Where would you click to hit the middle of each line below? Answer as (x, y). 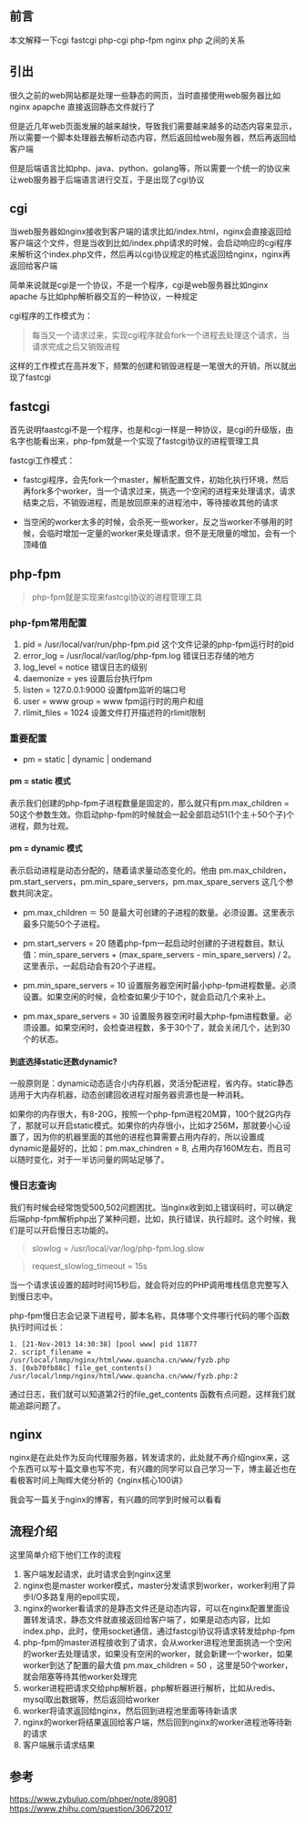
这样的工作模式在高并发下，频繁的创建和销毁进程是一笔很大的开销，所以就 (149, 366)
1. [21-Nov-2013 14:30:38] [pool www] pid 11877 (103, 1344)
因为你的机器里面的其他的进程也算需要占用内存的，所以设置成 (149, 1137)
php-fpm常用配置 (48, 622)
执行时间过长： (37, 1326)
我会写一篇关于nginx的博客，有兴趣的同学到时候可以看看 (116, 1500)
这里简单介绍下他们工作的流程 (65, 1555)
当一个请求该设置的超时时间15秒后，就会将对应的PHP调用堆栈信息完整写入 (149, 1285)
